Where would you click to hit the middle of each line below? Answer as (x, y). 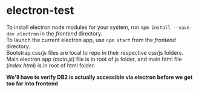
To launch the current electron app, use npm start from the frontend (91, 40)
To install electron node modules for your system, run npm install (89, 27)
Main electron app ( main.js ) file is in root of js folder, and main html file (94, 59)
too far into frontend (32, 83)
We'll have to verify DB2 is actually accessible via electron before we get (99, 77)
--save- (183, 28)
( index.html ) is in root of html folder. (51, 65)
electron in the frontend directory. (60, 33)
